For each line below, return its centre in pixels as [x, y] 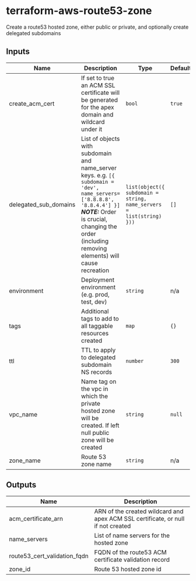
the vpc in [94, 389]
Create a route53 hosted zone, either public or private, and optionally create [97, 27]
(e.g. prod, [95, 294]
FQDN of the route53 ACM [131, 552]
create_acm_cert [32, 104]
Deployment [98, 280]
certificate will [100, 92]
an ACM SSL [98, 85]
